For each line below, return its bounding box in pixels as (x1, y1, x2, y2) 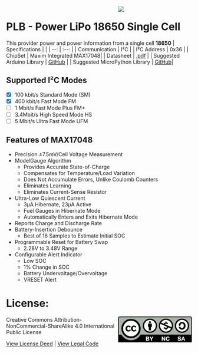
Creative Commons (6, 316, 53, 323)
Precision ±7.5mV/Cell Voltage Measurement (14, 150, 123, 158)
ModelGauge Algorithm (14, 157, 72, 164)
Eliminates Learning (23, 182, 72, 189)
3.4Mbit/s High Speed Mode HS (14, 111, 93, 118)
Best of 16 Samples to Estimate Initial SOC (23, 232, 126, 239)
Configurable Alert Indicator (14, 250, 82, 258)
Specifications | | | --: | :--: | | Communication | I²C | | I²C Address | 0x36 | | (6, 45, 189, 52)
